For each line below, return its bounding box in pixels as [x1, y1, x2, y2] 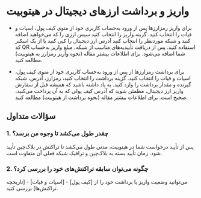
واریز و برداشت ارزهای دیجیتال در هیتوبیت [6, 4, 190, 18]
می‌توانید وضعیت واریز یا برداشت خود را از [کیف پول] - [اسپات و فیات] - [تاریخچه [6, 178, 188, 185]
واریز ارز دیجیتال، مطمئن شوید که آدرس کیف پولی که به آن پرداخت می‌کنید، [14, 87, 184, 94]
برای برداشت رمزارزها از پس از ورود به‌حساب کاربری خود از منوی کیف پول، [14, 68, 185, 75]
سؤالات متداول [6, 111, 56, 121]
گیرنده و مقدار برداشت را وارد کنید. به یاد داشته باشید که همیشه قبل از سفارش [14, 80, 191, 88]
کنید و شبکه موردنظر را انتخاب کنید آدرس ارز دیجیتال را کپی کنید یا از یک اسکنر [14, 37, 191, 44]
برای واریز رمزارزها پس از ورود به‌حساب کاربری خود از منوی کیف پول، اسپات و [14, 24, 192, 31]
